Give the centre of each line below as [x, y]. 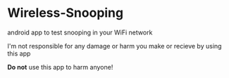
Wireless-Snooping [66, 13]
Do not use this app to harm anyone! [60, 67]
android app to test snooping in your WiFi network [80, 32]
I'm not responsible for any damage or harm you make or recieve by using [114, 46]
